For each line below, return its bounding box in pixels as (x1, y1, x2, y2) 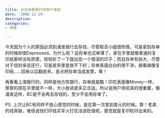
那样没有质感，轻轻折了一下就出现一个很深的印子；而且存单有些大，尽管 (13, 56, 160, 62)
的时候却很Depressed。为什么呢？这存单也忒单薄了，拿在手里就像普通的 (5, 50, 152, 56)
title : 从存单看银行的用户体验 (5, 7, 61, 12)
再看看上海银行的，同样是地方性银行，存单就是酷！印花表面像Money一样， (5, 79, 157, 85)
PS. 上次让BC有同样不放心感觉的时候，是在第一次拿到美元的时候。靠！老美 (5, 102, 157, 108)
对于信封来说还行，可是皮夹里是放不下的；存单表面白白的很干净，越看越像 (5, 62, 156, 68)
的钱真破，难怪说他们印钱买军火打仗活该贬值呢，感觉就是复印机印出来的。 (5, 108, 156, 114)
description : (5, 16, 32, 21)
